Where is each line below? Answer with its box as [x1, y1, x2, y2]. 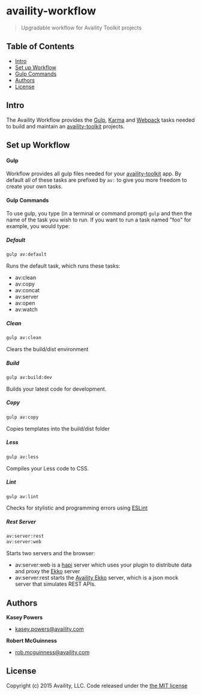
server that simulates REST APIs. [14, 580, 96, 588]
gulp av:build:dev [6, 375, 52, 381]
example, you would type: [6, 223, 70, 230]
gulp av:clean [6, 335, 42, 341]
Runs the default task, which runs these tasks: [6, 262, 121, 269]
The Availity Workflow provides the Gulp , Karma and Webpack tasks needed [6, 116, 195, 124]
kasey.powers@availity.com [14, 625, 84, 633]
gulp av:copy [6, 414, 39, 420]
